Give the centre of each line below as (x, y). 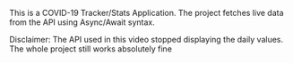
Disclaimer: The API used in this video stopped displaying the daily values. (146, 39)
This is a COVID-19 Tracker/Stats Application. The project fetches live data (146, 13)
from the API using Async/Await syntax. (82, 22)
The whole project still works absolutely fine (91, 49)
